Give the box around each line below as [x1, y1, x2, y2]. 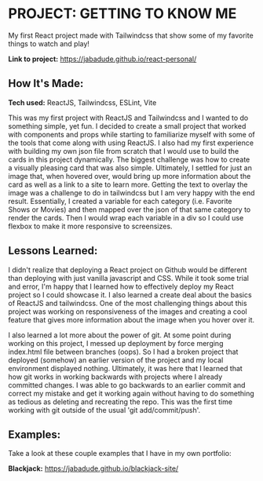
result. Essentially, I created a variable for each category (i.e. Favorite [8, 196, 232, 206]
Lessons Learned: [8, 244, 98, 257]
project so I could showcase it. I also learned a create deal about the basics [8, 290, 253, 299]
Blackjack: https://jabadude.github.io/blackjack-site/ [8, 464, 179, 473]
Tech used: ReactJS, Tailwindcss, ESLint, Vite [8, 97, 157, 107]
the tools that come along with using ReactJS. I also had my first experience [8, 138, 254, 148]
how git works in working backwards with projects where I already [8, 372, 223, 381]
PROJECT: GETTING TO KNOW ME [8, 5, 237, 23]
